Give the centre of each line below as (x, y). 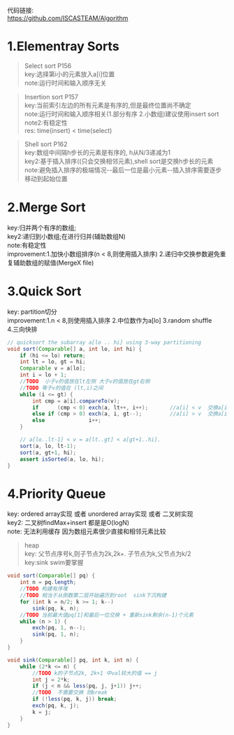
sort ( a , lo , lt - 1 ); (48, 446)
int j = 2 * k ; (51, 680)
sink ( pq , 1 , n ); (56, 635)
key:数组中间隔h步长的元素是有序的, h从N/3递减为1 (97, 152)
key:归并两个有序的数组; (42, 227)
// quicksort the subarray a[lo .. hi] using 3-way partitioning (104, 342)
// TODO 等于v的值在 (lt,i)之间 (61, 388)
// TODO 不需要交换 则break (70, 693)
